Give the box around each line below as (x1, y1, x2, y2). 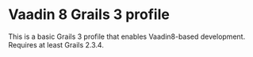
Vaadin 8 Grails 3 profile (8, 6, 171, 24)
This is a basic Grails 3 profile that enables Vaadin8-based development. (8, 32, 246, 41)
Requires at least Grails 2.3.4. (8, 40, 105, 49)
